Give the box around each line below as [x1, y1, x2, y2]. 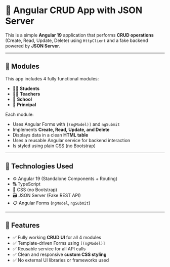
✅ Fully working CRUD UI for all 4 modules [12, 235, 101, 241]
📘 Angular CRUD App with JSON [5, 5, 143, 16]
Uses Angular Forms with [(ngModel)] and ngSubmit [12, 121, 120, 127]
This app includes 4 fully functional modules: [5, 75, 99, 81]
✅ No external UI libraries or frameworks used [12, 257, 109, 263]
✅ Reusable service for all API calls [12, 246, 86, 252]
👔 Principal [12, 101, 36, 108]
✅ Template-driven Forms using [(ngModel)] [12, 240, 105, 246]
